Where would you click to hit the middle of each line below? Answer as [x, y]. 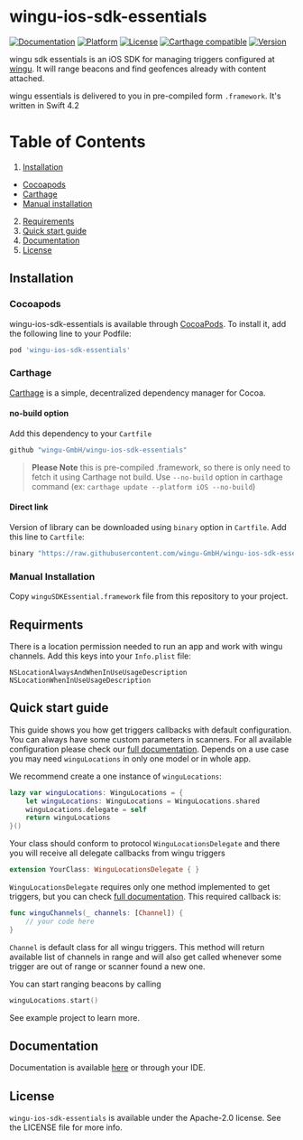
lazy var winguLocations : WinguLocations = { [96, 792]
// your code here [60, 921]
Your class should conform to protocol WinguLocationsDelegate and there [145, 844]
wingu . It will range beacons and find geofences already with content [138, 69]
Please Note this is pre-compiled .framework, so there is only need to [161, 467]
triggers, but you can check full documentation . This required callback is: [145, 897]
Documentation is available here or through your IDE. [107, 1068]
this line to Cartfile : [47, 537]
